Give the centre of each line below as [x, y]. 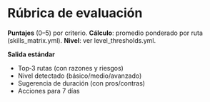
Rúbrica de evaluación [75, 13]
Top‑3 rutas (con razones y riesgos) [70, 68]
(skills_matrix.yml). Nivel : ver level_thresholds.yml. [81, 40]
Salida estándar [31, 54]
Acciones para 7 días [49, 91]
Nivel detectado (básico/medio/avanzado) [80, 76]
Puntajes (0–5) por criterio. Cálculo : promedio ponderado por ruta [105, 33]
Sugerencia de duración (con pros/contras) [81, 83]
